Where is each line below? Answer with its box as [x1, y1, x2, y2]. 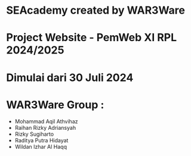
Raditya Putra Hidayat [14, 136, 69, 143]
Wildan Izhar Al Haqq [14, 143, 67, 150]
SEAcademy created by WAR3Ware [6, 4, 185, 17]
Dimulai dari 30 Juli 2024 [6, 71, 134, 84]
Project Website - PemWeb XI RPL [6, 31, 177, 45]
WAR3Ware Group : [6, 98, 104, 111]
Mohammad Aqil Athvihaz [14, 117, 78, 125]
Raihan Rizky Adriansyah [14, 124, 76, 131]
